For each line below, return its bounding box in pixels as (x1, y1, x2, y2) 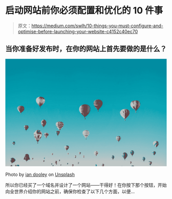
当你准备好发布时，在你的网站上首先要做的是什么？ (5, 45, 167, 53)
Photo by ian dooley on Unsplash (5, 171, 75, 177)
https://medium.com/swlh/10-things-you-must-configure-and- (31, 23, 164, 29)
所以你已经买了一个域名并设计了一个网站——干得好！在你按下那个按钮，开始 (5, 182, 167, 188)
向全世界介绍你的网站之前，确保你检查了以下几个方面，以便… (5, 188, 135, 195)
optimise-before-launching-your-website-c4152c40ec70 (17, 28, 138, 34)
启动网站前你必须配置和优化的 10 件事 (5, 5, 163, 16)
